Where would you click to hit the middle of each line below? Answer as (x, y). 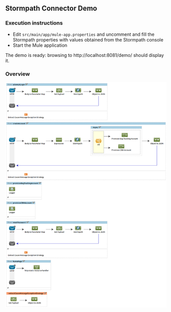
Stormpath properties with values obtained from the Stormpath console (88, 40)
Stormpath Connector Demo (51, 8)
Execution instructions (34, 23)
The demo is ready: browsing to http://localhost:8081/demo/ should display (85, 55)
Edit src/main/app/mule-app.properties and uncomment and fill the (83, 34)
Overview (18, 74)
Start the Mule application (40, 45)
